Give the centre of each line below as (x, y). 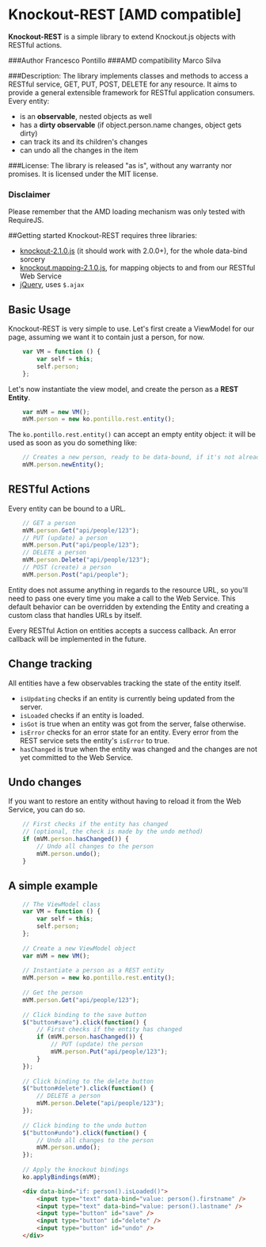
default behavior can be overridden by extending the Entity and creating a (129, 606)
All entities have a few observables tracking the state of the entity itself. (125, 683)
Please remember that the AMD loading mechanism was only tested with (127, 212)
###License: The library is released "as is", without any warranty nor (120, 165)
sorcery (32, 259)
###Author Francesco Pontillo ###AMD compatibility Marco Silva (115, 60)
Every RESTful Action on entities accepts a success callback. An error (122, 630)
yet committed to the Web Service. (76, 757)
